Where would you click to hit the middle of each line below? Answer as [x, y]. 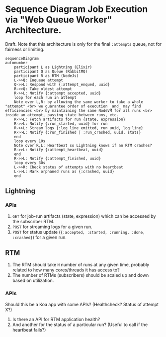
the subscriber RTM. [33, 221]
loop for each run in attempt [45, 97]
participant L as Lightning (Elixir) [53, 67]
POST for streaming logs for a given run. [52, 227]
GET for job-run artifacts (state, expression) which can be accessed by [84, 216]
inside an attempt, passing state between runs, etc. [62, 115]
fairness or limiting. [25, 49]
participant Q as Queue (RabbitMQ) [51, 71]
